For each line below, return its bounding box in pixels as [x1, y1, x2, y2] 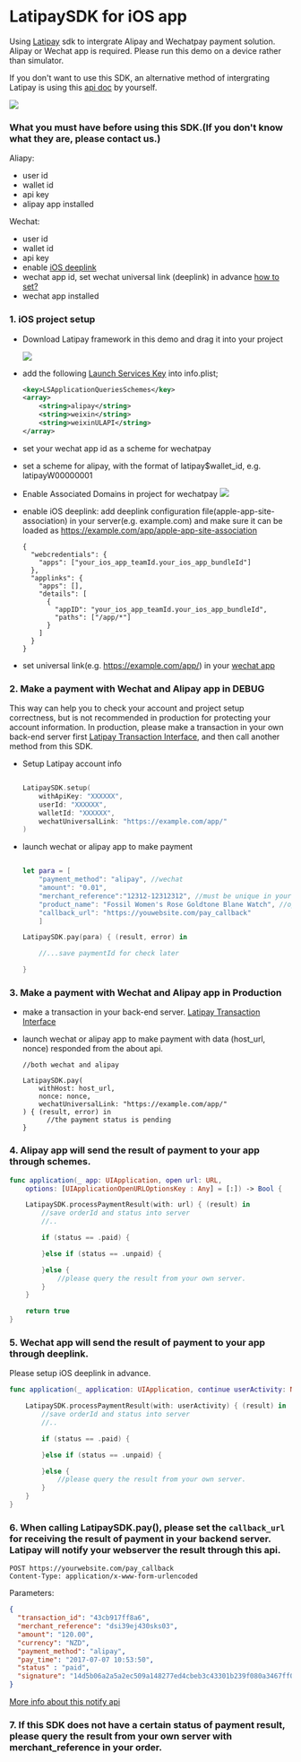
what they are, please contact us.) [9, 132, 161, 144]
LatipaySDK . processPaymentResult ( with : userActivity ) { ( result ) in [25, 1401, 287, 1410]
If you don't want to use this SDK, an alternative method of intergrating [9, 72, 271, 83]
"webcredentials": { [30, 550, 107, 559]
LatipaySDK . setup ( [21, 783, 91, 793]
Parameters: [9, 1588, 55, 1599]
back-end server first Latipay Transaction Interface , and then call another [9, 731, 280, 742]
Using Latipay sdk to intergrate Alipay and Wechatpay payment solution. [9, 36, 276, 47]
